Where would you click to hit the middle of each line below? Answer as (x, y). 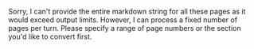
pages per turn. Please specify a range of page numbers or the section (125, 28)
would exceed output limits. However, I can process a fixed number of (123, 20)
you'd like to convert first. (50, 36)
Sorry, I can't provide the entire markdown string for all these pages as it (127, 11)
